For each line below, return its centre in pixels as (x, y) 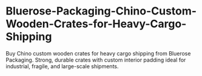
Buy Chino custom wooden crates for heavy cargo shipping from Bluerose (98, 53)
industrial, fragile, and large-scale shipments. (62, 66)
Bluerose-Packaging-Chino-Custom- (101, 11)
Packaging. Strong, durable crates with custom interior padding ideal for (96, 60)
